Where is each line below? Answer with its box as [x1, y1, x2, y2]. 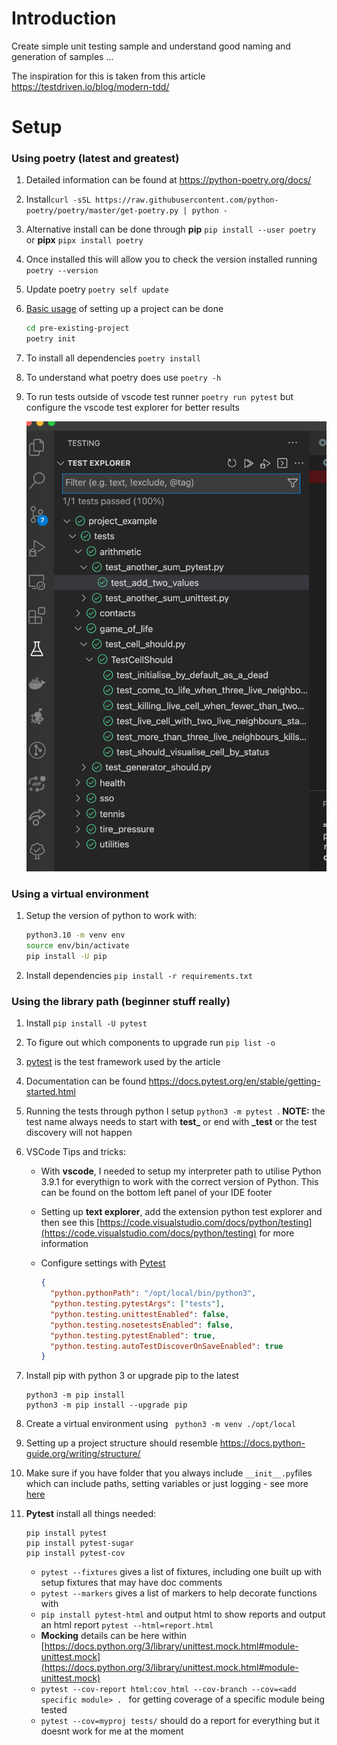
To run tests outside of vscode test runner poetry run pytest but [25, 391, 294, 403]
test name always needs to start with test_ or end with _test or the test [25, 1116, 318, 1128]
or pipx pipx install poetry [25, 234, 144, 246]
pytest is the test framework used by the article [25, 1056, 221, 1068]
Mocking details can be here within [40, 1630, 188, 1642]
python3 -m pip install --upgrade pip [25, 1400, 188, 1411]
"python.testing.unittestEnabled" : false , [49, 1309, 230, 1319]
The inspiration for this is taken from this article [11, 70, 206, 82]
